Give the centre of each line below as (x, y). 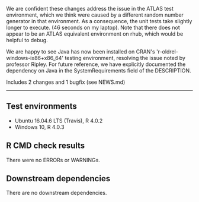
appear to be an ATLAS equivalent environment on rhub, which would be (95, 34)
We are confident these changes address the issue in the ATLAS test (90, 9)
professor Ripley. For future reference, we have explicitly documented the (96, 64)
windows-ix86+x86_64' (35, 58)
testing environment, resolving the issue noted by (125, 58)
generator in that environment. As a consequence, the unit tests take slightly (99, 21)
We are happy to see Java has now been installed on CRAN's (81, 52)
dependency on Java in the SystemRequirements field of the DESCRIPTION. (99, 70)
